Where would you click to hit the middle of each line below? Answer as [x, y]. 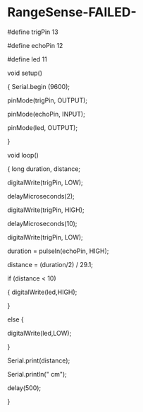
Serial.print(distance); [39, 360]
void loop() [23, 155]
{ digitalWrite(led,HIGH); [42, 292]
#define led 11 [27, 59]
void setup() [25, 73]
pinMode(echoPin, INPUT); [46, 114]
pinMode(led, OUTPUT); [43, 127]
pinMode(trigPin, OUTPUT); [48, 100]
